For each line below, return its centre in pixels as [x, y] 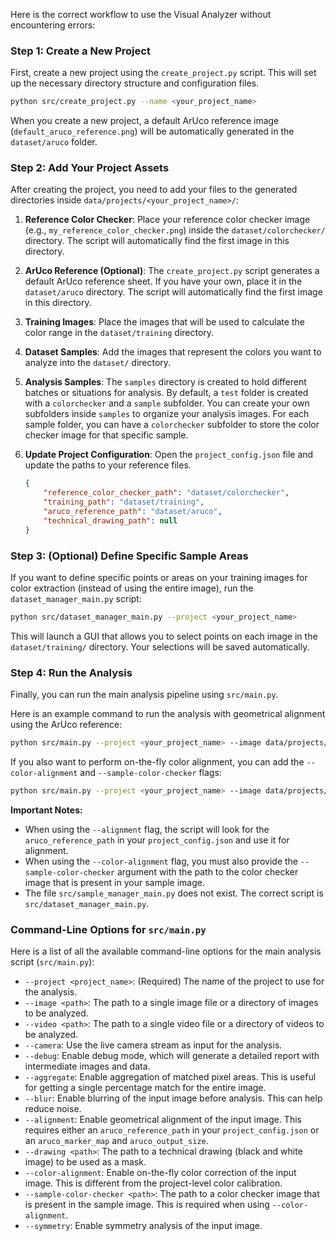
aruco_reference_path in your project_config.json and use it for [157, 840]
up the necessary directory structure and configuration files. [135, 83]
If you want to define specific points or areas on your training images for [159, 578]
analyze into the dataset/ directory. [98, 363]
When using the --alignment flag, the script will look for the [147, 829]
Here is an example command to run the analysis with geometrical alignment [168, 714]
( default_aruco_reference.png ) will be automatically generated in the [152, 131]
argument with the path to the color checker [207, 871]
